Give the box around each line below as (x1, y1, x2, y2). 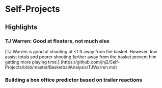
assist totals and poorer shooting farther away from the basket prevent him (5, 54, 157, 60)
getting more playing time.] (5, 59, 60, 65)
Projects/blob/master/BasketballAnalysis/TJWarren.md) (5, 64, 117, 70)
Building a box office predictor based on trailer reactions (5, 76, 142, 83)
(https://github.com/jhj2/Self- (60, 59, 120, 65)
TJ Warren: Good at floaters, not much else (5, 38, 109, 44)
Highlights (5, 23, 38, 31)
